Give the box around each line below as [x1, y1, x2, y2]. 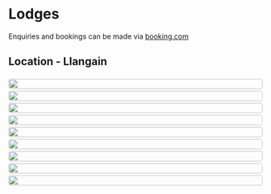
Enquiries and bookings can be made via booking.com [8, 31, 190, 41]
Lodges [8, 5, 60, 23]
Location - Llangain [8, 55, 107, 68]
